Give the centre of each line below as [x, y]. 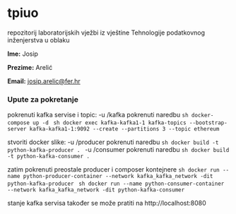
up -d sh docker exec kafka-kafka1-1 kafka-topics [110, 123]
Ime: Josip [23, 54]
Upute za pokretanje [43, 99]
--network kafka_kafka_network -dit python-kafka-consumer [96, 190]
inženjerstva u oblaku [39, 40]
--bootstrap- [208, 123]
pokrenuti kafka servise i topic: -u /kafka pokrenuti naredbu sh [98, 115]
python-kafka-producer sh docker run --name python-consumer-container [116, 184]
